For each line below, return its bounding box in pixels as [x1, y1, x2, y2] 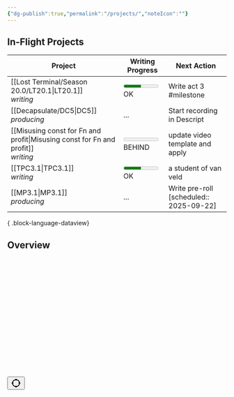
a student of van [168, 163, 221, 173]
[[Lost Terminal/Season [10, 77, 88, 87]
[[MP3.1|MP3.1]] [10, 188, 68, 197]
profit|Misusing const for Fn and [10, 135, 116, 144]
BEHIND [123, 142, 150, 152]
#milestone [168, 90, 205, 100]
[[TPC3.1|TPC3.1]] [10, 163, 75, 173]
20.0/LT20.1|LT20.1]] [10, 86, 84, 96]
